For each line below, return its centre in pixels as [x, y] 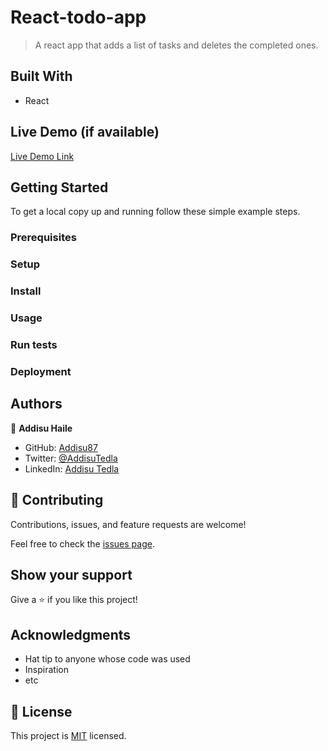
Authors [36, 404]
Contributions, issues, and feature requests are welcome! [128, 524]
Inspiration [46, 670]
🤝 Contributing [57, 500]
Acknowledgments [71, 634]
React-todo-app [78, 17]
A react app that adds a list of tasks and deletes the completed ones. [176, 45]
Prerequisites [43, 238]
